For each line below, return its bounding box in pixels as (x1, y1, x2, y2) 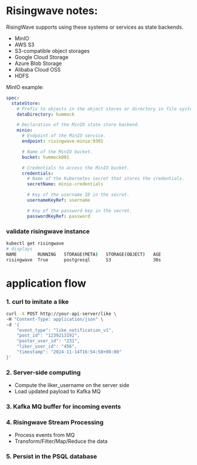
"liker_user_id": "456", (16, 344, 77, 349)
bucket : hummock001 (21, 154, 69, 160)
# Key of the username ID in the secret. (27, 192, 130, 198)
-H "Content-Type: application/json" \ (6, 316, 104, 322)
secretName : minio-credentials (27, 181, 104, 187)
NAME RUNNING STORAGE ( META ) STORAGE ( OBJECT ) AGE (6, 251, 161, 257)
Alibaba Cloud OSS (14, 66, 61, 73)
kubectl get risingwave (6, 240, 64, 246)
